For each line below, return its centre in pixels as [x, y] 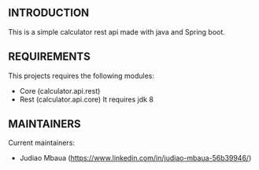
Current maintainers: [41, 143]
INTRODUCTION [49, 13]
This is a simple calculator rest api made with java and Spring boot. [117, 31]
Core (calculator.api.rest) [60, 91]
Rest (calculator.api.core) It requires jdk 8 [86, 99]
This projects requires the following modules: [81, 76]
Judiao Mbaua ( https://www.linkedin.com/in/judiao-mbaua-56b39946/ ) [135, 158]
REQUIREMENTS [49, 57]
